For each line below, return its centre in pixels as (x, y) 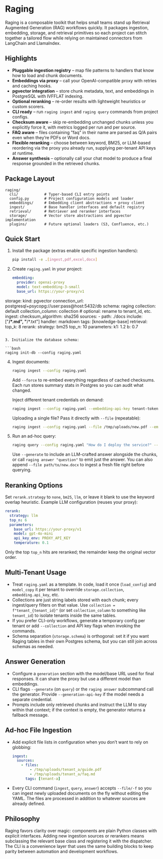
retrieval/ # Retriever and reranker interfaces (65, 211)
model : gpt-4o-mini (34, 534)
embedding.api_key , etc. (36, 594)
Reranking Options (34, 485)
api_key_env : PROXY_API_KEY (42, 538)
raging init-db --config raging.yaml (43, 353)
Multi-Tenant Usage (36, 573)
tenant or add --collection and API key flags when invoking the (76, 626)
